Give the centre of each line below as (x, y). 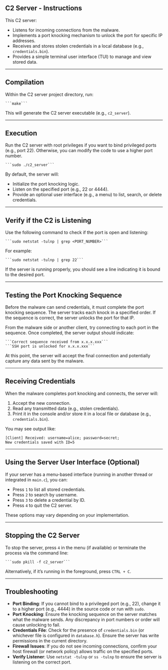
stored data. (25, 62)
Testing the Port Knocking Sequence (64, 295)
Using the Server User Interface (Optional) (72, 462)
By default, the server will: (32, 174)
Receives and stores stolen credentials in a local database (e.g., (78, 46)
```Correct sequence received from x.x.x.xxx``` (57, 342)
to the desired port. (25, 275)
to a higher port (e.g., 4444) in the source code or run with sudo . (78, 609)
